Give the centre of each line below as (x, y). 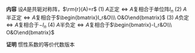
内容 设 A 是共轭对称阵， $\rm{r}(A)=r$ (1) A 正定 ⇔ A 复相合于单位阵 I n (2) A (97, 10)
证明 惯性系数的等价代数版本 (40, 44)
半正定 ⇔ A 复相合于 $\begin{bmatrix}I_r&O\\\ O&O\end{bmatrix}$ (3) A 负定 (98, 17)
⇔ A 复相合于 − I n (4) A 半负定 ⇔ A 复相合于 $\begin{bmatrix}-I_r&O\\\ (89, 25)
